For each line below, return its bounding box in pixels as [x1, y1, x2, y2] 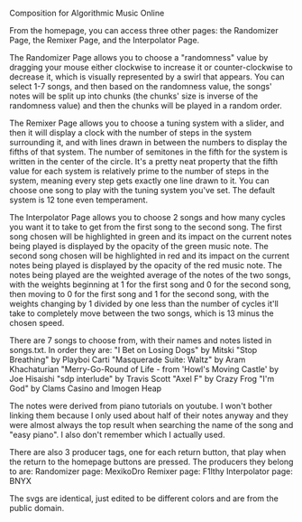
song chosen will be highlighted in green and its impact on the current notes [9, 231, 292, 242]
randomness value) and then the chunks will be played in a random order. [9, 100, 282, 111]
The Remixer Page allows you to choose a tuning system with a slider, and [9, 117, 285, 128]
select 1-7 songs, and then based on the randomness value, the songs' [9, 81, 272, 91]
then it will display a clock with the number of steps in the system [9, 127, 252, 138]
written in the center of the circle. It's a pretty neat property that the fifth [9, 156, 278, 166]
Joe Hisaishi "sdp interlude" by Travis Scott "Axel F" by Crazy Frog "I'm [9, 374, 275, 384]
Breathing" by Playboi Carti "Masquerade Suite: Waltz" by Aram [9, 354, 246, 365]
